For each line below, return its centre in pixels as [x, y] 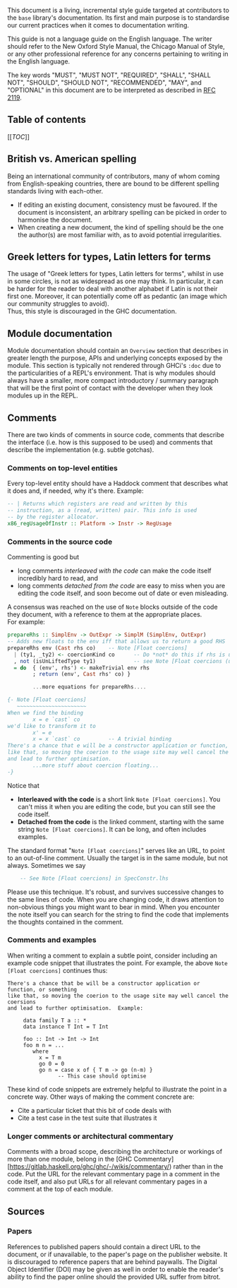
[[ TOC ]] [18, 136]
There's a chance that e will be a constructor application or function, [118, 746]
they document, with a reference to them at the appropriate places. [105, 614]
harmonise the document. [55, 220]
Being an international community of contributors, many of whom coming [114, 176]
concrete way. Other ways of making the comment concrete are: [101, 1097]
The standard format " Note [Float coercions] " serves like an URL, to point [116, 850]
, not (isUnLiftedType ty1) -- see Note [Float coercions [118, 661]
